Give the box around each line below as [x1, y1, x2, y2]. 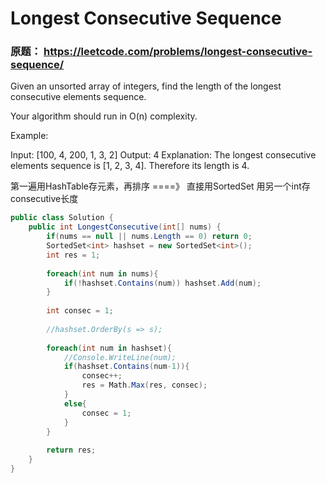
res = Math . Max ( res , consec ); [81, 380, 208, 391]
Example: [10, 130, 49, 142]
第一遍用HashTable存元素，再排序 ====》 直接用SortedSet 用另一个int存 [10, 180, 311, 192]
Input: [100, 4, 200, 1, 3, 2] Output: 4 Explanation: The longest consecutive [10, 149, 317, 161]
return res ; [46, 445, 97, 456]
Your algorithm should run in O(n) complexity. [10, 110, 198, 122]
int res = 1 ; [46, 250, 101, 260]
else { [63, 398, 87, 409]
